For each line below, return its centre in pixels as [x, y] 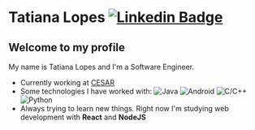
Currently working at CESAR [67, 82]
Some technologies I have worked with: [86, 91]
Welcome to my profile [67, 48]
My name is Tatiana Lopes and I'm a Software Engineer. [102, 67]
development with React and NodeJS [83, 117]
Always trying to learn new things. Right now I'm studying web [124, 108]
